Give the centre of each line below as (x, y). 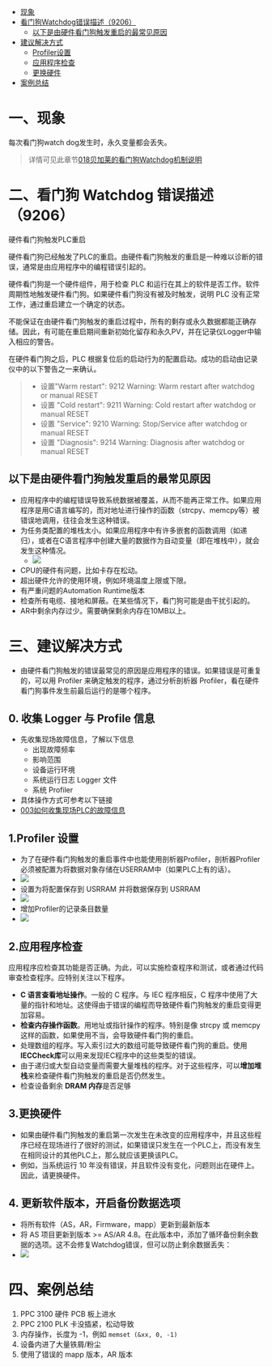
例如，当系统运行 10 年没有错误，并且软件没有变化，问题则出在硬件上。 (139, 1165)
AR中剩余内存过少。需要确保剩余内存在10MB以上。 (105, 610)
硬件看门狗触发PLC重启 (47, 239)
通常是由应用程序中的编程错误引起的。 (86, 266)
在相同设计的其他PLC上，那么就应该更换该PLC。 (101, 1155)
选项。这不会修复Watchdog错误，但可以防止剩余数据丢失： (133, 1244)
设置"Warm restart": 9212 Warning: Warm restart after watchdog (147, 386)
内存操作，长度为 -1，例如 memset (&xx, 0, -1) (99, 1334)
